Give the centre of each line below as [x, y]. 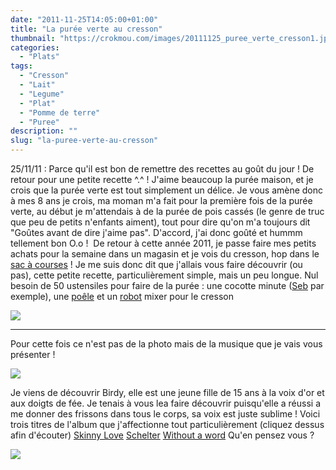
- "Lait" [37, 85]
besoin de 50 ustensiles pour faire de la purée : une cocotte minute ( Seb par [167, 285]
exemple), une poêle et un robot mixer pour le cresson [122, 296]
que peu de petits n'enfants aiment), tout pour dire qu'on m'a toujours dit [160, 222]
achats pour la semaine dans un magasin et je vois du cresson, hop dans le [165, 254]
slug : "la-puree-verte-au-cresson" [84, 141]
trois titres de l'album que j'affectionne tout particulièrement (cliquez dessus [167, 424]
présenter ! [33, 354]
